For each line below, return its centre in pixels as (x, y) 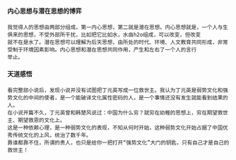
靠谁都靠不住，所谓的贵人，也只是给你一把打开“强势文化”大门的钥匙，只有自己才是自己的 (118, 143)
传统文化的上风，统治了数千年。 (52, 135)
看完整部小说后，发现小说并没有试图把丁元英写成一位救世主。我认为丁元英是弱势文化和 (115, 91)
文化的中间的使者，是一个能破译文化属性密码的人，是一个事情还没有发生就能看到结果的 (120, 98)
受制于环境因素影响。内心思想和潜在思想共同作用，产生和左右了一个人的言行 (102, 50)
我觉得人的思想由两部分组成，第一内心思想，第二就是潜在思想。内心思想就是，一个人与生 (118, 27)
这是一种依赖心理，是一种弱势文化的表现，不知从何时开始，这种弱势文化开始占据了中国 (115, 128)
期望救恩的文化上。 (41, 121)
